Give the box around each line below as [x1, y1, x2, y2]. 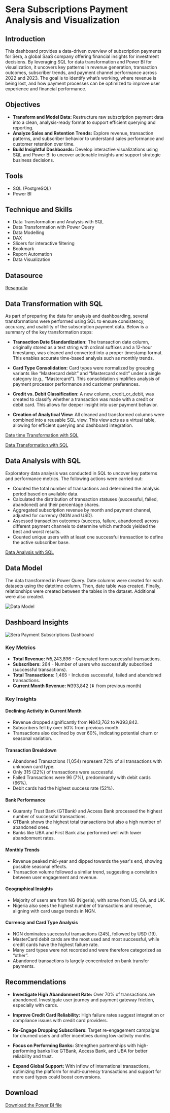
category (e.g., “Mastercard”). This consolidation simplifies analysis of [12, 376, 160, 382]
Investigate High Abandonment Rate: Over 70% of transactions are [12, 991, 155, 997]
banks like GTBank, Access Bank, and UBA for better [37, 1048, 148, 1054]
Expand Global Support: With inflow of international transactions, [12, 1063, 150, 1069]
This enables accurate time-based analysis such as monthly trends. [12, 355, 154, 361]
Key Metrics [5, 644, 36, 651]
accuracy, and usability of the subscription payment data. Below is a [5, 324, 148, 330]
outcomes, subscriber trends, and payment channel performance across [5, 70, 157, 76]
